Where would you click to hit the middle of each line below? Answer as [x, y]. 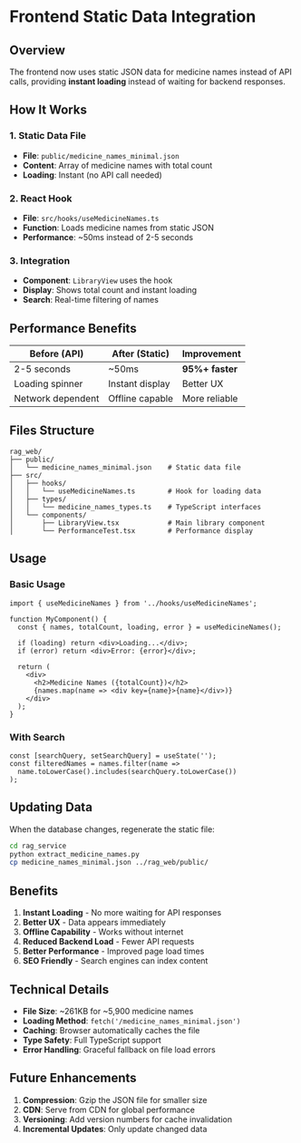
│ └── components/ [49, 515]
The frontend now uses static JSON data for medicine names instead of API [150, 72]
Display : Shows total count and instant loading [110, 290]
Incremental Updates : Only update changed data [115, 1128]
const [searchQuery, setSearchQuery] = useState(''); [113, 756]
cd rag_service [38, 846]
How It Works [49, 110]
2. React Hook [41, 199]
